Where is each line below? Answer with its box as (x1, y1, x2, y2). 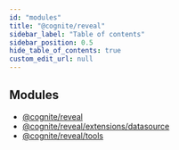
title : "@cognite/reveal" (9, 21, 105, 30)
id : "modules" (9, 12, 62, 22)
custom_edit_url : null (9, 54, 94, 63)
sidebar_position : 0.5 (9, 37, 94, 47)
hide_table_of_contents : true (9, 46, 122, 55)
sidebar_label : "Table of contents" (9, 29, 145, 38)
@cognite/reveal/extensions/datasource (21, 121, 170, 131)
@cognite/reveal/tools (21, 130, 104, 141)
